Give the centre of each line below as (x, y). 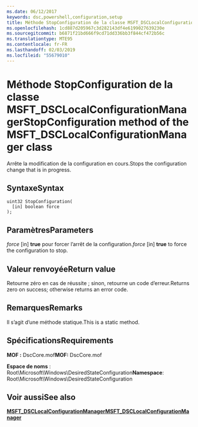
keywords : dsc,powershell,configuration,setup (65, 17)
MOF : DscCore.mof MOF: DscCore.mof (54, 355)
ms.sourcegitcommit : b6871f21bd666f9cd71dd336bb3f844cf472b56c (86, 34)
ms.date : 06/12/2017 (32, 11)
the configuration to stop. (37, 250)
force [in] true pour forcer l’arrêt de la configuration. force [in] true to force (97, 244)
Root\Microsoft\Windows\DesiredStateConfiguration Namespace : (85, 372)
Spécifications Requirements (60, 341)
